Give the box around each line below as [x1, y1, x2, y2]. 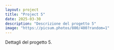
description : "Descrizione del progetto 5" [5, 21, 97, 26]
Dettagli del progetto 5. [5, 39, 52, 45]
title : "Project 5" [5, 12, 46, 17]
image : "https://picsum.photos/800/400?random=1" [5, 26, 110, 31]
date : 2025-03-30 [5, 16, 41, 21]
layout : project [5, 7, 39, 12]
